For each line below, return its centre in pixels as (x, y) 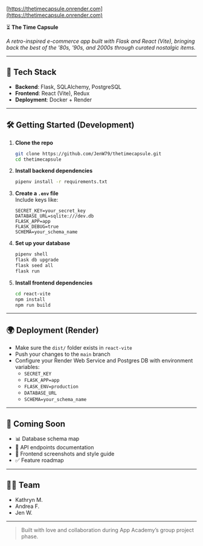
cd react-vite (33, 294)
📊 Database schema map (47, 438)
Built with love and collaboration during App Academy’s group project (108, 530)
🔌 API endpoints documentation (54, 447)
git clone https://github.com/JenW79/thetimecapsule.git (88, 153)
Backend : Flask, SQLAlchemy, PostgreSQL (68, 86)
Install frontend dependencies (54, 283)
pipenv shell (31, 254)
